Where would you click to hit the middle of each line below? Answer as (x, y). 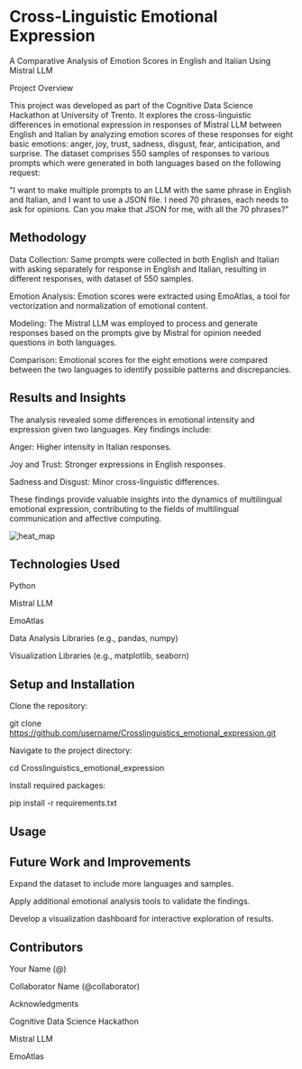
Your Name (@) (38, 969)
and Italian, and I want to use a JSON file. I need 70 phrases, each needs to (149, 200)
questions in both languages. (63, 342)
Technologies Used (64, 564)
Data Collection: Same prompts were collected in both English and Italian (144, 259)
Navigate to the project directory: (71, 750)
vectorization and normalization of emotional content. (109, 305)
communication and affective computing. (86, 518)
